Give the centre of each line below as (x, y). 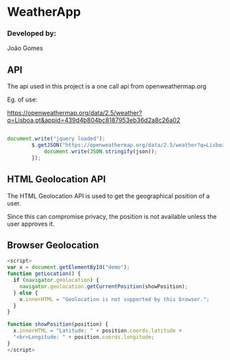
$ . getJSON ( (47, 145)
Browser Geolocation (53, 245)
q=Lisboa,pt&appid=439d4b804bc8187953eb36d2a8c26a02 (94, 120)
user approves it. (31, 224)
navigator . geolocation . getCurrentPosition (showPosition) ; (104, 286)
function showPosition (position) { (58, 324)
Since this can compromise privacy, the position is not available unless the (112, 216)
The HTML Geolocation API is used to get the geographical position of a (108, 195)
